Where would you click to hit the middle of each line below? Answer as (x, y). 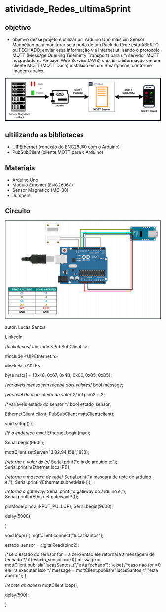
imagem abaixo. (28, 71)
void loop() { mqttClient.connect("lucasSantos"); (54, 535)
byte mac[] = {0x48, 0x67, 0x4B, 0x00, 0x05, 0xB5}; (59, 375)
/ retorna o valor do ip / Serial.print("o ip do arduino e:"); (61, 462)
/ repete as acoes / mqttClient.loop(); (41, 585)
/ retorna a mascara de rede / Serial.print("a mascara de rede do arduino (78, 477)
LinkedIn (14, 337)
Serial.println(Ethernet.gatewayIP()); (42, 497)
